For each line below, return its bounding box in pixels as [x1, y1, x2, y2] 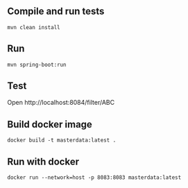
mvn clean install [7, 24, 60, 31]
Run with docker [7, 155, 80, 167]
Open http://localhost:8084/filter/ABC [7, 99, 115, 107]
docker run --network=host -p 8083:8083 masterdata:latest [7, 174, 182, 181]
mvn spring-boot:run [7, 61, 67, 68]
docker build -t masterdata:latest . [7, 137, 117, 144]
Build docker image [7, 118, 92, 130]
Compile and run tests [7, 6, 105, 17]
